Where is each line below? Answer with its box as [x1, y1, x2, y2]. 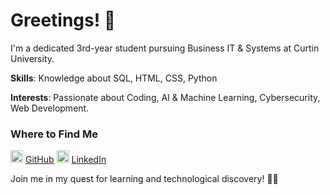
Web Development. [10, 102, 90, 114]
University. [10, 52, 55, 64]
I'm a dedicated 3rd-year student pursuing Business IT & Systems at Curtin [10, 42, 320, 54]
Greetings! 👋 [10, 9, 117, 32]
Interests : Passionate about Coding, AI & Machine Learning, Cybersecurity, [10, 91, 321, 103]
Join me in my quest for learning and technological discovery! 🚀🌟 [10, 173, 279, 185]
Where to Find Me [10, 127, 98, 141]
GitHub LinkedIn [24, 154, 107, 166]
